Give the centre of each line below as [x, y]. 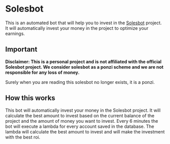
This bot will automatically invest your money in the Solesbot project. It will [83, 110]
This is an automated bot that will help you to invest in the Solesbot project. [83, 23]
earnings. [15, 33]
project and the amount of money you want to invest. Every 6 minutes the [82, 121]
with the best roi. [23, 137]
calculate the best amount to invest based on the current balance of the [80, 115]
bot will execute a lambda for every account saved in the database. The [80, 126]
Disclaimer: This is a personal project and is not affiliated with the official [83, 62]
